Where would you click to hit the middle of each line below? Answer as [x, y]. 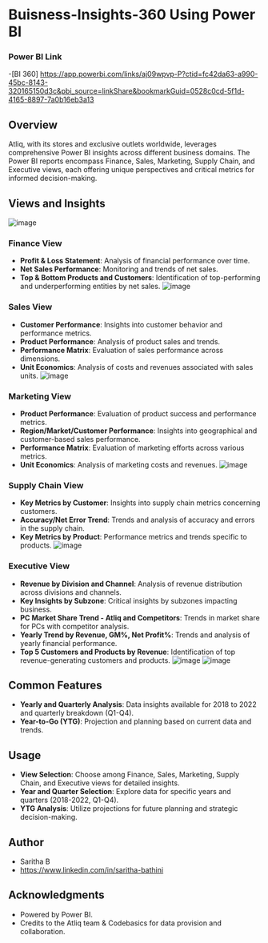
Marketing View [40, 396]
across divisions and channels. [71, 592]
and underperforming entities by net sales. [90, 287]
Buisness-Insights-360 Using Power [132, 15]
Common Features [55, 685]
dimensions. [40, 359]
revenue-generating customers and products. [95, 660]
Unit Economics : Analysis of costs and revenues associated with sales [136, 367]
